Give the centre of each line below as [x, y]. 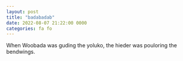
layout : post [22, 12]
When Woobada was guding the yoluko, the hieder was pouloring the [91, 45]
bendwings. [21, 52]
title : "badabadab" [31, 17]
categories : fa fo [29, 28]
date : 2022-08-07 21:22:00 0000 [46, 23]
